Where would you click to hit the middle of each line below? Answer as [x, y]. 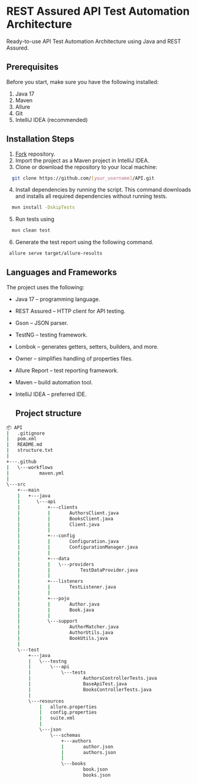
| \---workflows [30, 467]
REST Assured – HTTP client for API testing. [70, 311]
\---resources [46, 701]
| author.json [87, 747]
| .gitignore [26, 433]
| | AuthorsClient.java [68, 513]
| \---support [48, 621]
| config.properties [68, 712]
